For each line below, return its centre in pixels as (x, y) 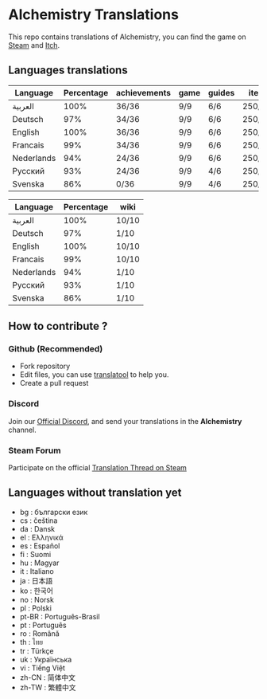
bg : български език (54, 512)
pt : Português (43, 625)
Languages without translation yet (95, 493)
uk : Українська (46, 659)
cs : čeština (39, 520)
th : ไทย (31, 642)
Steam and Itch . (34, 45)
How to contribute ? (58, 326)
